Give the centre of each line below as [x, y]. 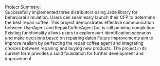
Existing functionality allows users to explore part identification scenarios [78, 33]
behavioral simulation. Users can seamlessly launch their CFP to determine [80, 17]
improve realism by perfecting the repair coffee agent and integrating [74, 43]
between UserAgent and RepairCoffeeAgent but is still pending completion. [80, 28]
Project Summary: [23, 7]
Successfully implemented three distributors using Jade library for [71, 12]
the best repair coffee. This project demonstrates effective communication [80, 22]
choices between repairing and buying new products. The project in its [76, 48]
